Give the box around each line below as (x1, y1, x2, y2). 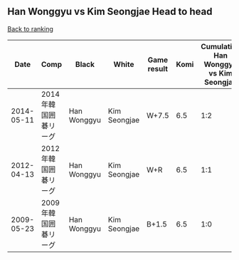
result (147, 63, 169, 73)
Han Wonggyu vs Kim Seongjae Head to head (7, 6, 213, 18)
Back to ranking (7, 24, 53, 33)
